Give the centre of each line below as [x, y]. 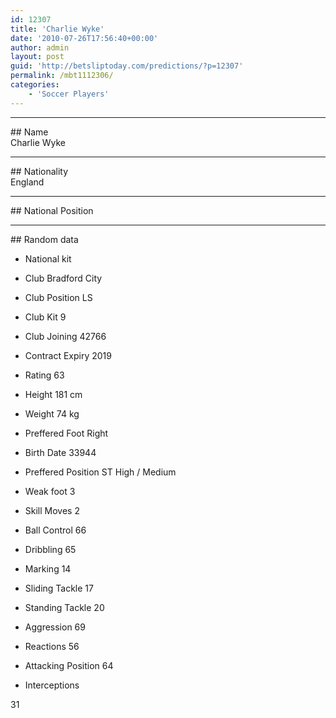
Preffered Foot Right [66, 433]
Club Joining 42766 [65, 336]
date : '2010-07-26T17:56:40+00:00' [84, 38]
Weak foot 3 [50, 491]
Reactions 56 [52, 646]
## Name [29, 132]
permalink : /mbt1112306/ [62, 76]
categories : [35, 85]
